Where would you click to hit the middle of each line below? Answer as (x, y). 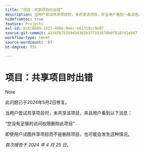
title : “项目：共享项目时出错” (34, 10)
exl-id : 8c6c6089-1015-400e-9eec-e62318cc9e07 (54, 28)
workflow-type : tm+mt (28, 38)
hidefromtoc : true (24, 19)
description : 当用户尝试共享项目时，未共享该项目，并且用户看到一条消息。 (74, 14)
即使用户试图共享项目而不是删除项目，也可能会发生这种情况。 (69, 134)
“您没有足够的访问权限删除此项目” (40, 123)
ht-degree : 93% (21, 47)
